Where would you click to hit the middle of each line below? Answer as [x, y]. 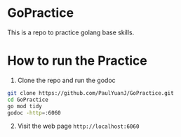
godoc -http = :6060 [34, 113]
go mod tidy [25, 106]
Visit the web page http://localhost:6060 [78, 126]
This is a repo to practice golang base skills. [71, 32]
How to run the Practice [77, 61]
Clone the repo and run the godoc [66, 80]
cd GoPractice [28, 100]
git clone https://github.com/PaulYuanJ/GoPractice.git [90, 93]
